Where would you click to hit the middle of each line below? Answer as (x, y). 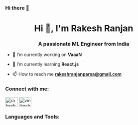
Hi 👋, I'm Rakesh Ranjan (84, 29)
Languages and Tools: (32, 117)
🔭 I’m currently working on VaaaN (47, 55)
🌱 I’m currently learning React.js (46, 64)
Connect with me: (27, 89)
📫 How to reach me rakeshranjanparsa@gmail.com (67, 74)
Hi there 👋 (17, 8)
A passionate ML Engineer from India (84, 44)
